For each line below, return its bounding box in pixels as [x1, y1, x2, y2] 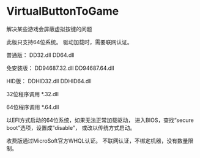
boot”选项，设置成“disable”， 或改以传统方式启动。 [6, 124, 136, 131]
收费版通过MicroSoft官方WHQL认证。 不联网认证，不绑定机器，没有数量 [6, 137, 188, 145]
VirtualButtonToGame [6, 4, 119, 18]
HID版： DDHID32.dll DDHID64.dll [6, 77, 92, 85]
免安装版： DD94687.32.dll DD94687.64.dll [6, 64, 114, 72]
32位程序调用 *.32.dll [6, 90, 59, 97]
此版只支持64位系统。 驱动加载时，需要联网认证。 [6, 38, 133, 45]
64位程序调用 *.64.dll [6, 103, 59, 111]
